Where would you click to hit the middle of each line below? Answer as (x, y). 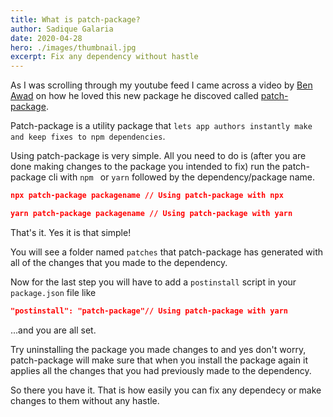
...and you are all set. (53, 330)
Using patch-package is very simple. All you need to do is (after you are (158, 156)
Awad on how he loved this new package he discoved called (134, 96)
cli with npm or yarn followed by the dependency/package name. (181, 177)
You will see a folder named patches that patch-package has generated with (167, 252)
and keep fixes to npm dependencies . (88, 137)
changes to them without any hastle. (85, 400)
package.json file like (53, 292)
